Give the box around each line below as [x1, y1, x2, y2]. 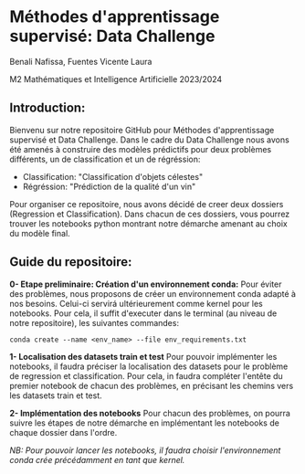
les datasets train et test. [9, 390, 102, 401]
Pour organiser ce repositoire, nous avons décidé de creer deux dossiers [9, 198, 284, 209]
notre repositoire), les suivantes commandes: [9, 317, 180, 328]
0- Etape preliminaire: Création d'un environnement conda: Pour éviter [9, 279, 282, 290]
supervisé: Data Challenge [9, 26, 216, 47]
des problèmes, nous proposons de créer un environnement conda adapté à [9, 288, 297, 299]
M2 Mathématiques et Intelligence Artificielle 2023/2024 [9, 73, 223, 84]
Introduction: [9, 100, 86, 116]
